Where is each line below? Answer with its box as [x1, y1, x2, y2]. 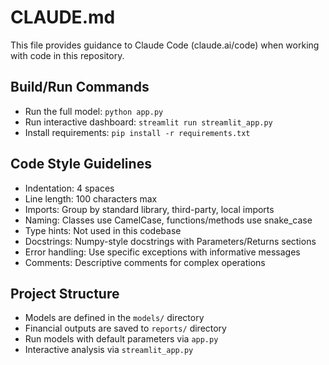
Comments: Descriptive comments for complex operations [24, 256, 266, 268]
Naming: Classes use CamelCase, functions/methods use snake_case [24, 214, 313, 226]
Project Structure [10, 285, 120, 302]
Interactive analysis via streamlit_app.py [24, 344, 194, 356]
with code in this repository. [10, 49, 125, 61]
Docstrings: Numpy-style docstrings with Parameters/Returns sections [24, 235, 317, 247]
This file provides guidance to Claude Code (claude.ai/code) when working [10, 39, 320, 51]
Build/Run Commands [10, 79, 150, 96]
